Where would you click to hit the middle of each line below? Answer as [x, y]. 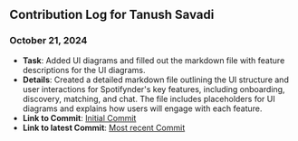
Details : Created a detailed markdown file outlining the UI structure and [156, 80]
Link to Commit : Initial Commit [79, 117]
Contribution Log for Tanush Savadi [112, 15]
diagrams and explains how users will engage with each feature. [142, 108]
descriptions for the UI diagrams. [84, 70]
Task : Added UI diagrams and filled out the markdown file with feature [154, 60]
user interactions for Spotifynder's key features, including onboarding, [154, 89]
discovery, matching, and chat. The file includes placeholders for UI [149, 99]
